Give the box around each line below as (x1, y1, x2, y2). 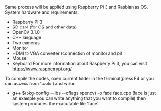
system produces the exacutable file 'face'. (12, 101, 100, 106)
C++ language (12, 34, 42, 40)
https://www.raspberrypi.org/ (12, 66, 72, 72)
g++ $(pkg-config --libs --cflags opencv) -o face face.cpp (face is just (12, 90, 156, 96)
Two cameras (12, 40, 40, 46)
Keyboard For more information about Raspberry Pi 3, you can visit (12, 61, 147, 66)
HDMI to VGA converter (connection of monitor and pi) (12, 50, 123, 56)
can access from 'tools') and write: (5, 81, 76, 86)
